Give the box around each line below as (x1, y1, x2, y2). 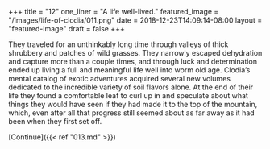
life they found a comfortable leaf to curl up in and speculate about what (8, 91, 248, 100)
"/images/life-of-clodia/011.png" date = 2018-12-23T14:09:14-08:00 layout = (8, 15, 263, 25)
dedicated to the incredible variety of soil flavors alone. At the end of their (8, 82, 254, 92)
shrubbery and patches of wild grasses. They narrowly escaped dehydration (8, 48, 263, 57)
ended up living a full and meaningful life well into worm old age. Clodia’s (8, 65, 251, 75)
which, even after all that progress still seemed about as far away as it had (8, 108, 255, 118)
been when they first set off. (8, 117, 102, 126)
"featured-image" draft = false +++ (8, 24, 125, 33)
